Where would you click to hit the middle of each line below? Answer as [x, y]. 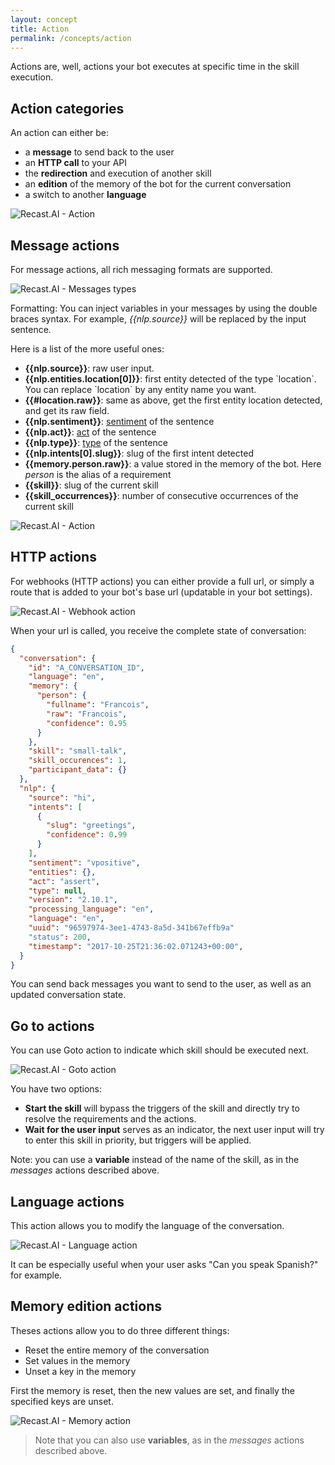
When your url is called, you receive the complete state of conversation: [158, 630]
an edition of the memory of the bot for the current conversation [158, 184]
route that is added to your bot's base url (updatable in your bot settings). [161, 592]
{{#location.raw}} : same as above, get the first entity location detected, [173, 400]
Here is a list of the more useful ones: [87, 349]
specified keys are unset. [62, 1401]
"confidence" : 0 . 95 [87, 723]
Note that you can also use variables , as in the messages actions [169, 1440]
